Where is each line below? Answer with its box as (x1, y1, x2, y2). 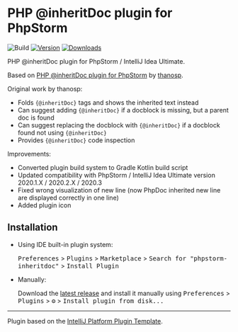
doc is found (17, 113, 55, 122)
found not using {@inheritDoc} (17, 128, 108, 137)
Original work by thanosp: (7, 84, 83, 93)
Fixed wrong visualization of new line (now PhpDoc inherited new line (17, 185, 221, 194)
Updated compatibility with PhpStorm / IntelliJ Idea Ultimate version (17, 171, 216, 179)
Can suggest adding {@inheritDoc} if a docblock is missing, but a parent (17, 105, 229, 114)
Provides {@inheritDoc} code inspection (17, 136, 135, 144)
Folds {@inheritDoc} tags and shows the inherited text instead (17, 98, 199, 107)
